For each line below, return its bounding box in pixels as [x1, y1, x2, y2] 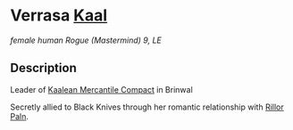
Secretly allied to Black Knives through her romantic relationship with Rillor [10, 102, 284, 112]
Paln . [10, 110, 29, 121]
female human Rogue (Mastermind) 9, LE [10, 35, 162, 45]
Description [10, 61, 77, 76]
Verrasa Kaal [10, 5, 108, 26]
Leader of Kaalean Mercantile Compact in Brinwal [10, 84, 193, 94]
